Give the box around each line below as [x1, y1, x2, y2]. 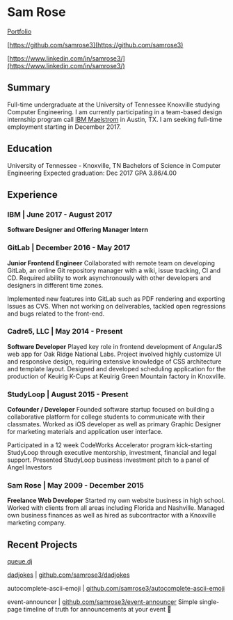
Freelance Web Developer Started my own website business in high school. [7, 496, 225, 505]
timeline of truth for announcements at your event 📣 [23, 605, 172, 614]
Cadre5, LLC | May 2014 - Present [7, 327, 123, 336]
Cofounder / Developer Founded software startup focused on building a [7, 405, 214, 414]
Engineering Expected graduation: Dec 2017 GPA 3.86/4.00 [7, 169, 177, 177]
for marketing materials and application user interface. [7, 428, 163, 436]
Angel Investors [7, 463, 52, 472]
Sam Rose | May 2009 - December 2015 [7, 481, 144, 490]
